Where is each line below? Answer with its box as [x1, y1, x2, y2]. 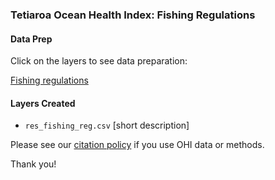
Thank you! [10, 158, 57, 170]
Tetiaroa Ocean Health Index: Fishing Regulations [10, 8, 256, 22]
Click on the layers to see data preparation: [10, 55, 188, 67]
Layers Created [10, 97, 76, 109]
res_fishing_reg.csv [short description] [24, 119, 190, 132]
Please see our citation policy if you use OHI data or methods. [10, 139, 265, 151]
